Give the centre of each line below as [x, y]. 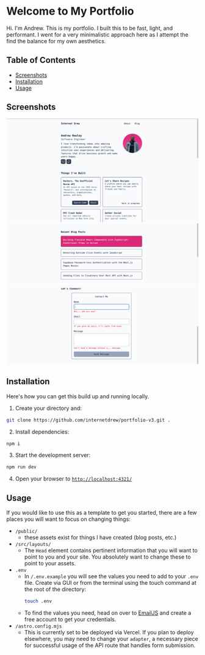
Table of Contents [41, 60]
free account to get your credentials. [70, 620]
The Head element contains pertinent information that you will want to [111, 551]
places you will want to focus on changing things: [69, 519]
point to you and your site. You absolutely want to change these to [107, 557]
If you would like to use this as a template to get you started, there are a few [102, 513]
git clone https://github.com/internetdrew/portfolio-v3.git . [88, 420]
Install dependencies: [42, 432]
